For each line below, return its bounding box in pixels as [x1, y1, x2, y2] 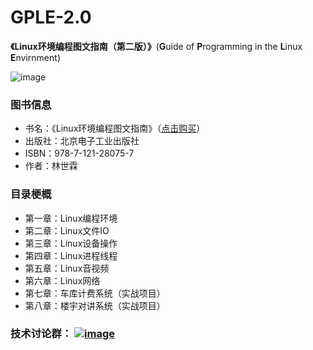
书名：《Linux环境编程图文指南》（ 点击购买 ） [24, 122, 206, 135]
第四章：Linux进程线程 [24, 249, 118, 261]
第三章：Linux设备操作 [24, 237, 118, 249]
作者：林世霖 [24, 160, 78, 172]
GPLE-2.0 [10, 6, 92, 29]
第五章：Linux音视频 [24, 262, 110, 274]
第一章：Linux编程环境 [24, 212, 118, 224]
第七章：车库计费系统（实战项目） [24, 287, 166, 299]
